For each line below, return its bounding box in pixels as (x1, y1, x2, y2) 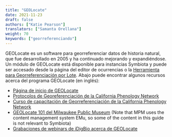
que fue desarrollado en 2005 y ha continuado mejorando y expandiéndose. (5, 55, 167, 62)
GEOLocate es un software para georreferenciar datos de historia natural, (5, 50, 161, 56)
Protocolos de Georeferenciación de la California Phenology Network (12, 93, 159, 99)
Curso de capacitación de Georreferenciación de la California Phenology (12, 98, 167, 104)
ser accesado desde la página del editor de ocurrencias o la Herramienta (5, 66, 160, 72)
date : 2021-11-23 (5, 12, 43, 17)
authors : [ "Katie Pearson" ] (5, 22, 66, 27)
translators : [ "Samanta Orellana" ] (5, 27, 82, 32)
